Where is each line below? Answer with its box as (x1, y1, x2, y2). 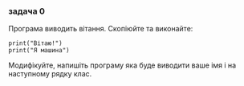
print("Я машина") (8, 47, 70, 55)
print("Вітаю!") (8, 39, 63, 47)
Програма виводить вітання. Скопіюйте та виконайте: (8, 24, 193, 34)
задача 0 (8, 6, 46, 17)
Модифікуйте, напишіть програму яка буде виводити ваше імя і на (8, 60, 237, 70)
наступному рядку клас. (8, 69, 92, 79)
